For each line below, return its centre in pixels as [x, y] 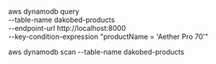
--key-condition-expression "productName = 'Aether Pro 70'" [108, 36]
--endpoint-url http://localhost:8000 [67, 28]
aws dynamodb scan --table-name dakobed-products [96, 52]
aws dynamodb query [44, 11]
